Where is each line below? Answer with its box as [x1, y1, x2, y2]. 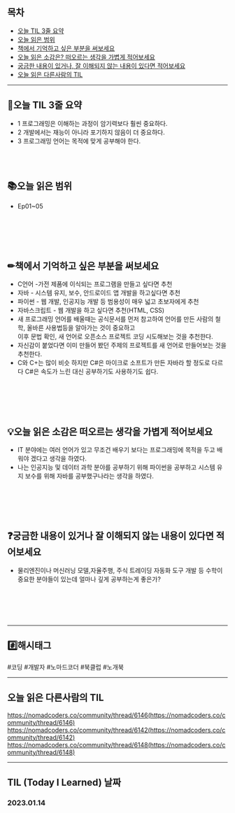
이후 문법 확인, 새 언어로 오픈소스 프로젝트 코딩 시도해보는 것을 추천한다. [17, 332, 213, 341]
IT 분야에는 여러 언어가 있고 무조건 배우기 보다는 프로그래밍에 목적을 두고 [17, 446, 215, 454]
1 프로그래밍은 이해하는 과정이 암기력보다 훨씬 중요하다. [17, 119, 168, 127]
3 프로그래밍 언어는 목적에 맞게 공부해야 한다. [17, 136, 141, 145]
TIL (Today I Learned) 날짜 [7, 776, 121, 789]
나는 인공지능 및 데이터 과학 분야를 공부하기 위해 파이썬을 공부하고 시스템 [17, 463, 215, 472]
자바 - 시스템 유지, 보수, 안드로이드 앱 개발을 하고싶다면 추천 [17, 289, 180, 297]
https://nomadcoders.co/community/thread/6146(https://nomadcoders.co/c [7, 711, 226, 719]
